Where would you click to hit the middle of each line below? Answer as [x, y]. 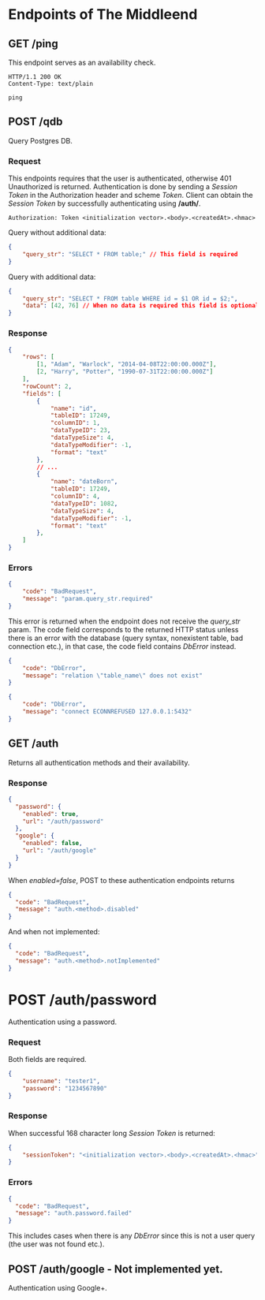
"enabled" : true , [51, 814]
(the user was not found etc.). [56, 1244]
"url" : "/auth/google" [60, 851]
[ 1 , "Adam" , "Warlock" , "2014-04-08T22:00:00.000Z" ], [127, 364]
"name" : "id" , [73, 408]
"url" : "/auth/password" [63, 821]
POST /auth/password [82, 1000]
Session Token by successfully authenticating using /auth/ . [105, 203]
